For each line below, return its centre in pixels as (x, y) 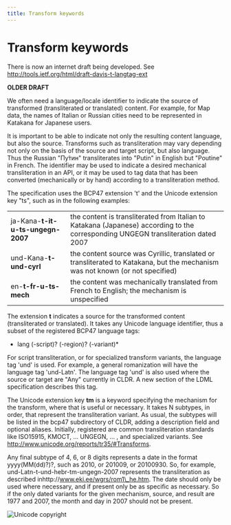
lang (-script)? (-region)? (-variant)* (68, 344)
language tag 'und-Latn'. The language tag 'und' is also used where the (108, 372)
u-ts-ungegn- (35, 229)
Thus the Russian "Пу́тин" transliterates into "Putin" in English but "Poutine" (115, 158)
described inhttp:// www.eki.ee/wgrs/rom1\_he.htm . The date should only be (114, 479)
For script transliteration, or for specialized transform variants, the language (114, 357)
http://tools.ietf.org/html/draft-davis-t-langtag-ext (77, 74)
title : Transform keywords (46, 13)
